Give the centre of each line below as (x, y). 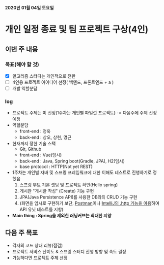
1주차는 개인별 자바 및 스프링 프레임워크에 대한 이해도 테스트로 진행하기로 (82, 172)
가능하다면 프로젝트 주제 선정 (40, 258)
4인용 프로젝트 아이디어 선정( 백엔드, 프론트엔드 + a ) (63, 82)
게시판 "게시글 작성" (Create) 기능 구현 (57, 191)
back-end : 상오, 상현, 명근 (45, 137)
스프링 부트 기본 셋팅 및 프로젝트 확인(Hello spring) (68, 185)
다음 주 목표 (22, 233)
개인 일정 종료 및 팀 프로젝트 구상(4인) (77, 30)
